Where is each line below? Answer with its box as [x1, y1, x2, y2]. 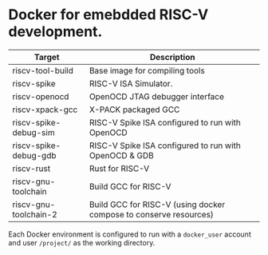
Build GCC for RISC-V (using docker [89, 198, 226, 209]
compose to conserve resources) [89, 209, 214, 220]
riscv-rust [12, 162, 50, 173]
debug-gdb [12, 149, 57, 161]
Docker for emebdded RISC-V [8, 6, 209, 24]
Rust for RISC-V [89, 162, 150, 173]
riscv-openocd [12, 90, 69, 102]
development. [8, 22, 103, 41]
